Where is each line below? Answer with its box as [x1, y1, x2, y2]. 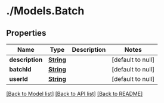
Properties [6, 28, 47, 38]
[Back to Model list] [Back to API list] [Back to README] [6, 90, 143, 97]
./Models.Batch [6, 4, 85, 18]
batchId [9, 65, 32, 73]
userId [9, 75, 28, 83]
